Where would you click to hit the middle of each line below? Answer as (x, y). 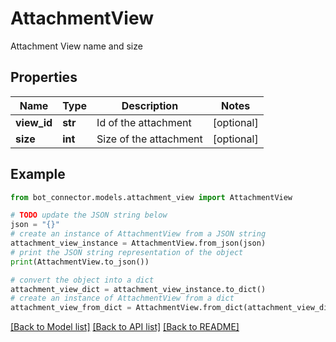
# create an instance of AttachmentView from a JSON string (138, 234)
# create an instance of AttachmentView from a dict (122, 298)
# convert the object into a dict (82, 280)
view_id (34, 122)
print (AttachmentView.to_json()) (80, 262)
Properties (44, 77)
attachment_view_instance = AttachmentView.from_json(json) (138, 243)
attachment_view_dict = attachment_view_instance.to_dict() (138, 289)
